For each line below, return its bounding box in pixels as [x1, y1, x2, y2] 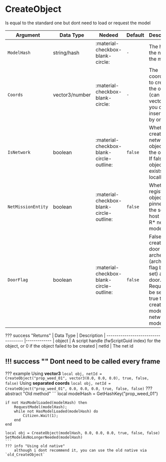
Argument [15, 31, 41, 38]
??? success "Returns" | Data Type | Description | [5, 332, 106, 338]
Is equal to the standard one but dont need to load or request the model [5, 20, 151, 26]
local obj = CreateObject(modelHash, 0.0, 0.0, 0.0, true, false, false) [5, 430, 161, 435]
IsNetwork [7, 150, 31, 155]
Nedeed [99, 31, 119, 38]
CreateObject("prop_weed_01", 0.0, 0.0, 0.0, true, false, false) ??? [5, 385, 153, 391]
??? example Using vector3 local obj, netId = [5, 370, 102, 376]
